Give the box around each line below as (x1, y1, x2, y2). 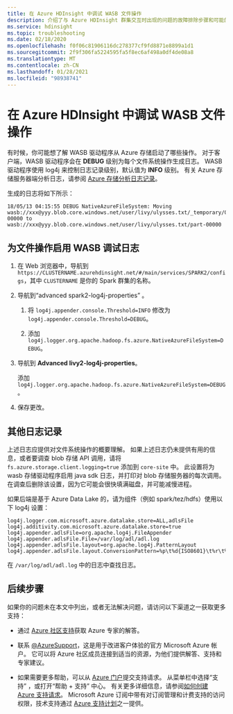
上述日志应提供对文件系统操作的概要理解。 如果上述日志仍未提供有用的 (7, 445, 209, 454)
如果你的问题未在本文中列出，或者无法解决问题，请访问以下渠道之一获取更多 (7, 602, 226, 611)
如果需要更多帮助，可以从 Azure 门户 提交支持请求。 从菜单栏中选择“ (17, 673, 213, 681)
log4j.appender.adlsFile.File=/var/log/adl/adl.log (7, 535, 159, 542)
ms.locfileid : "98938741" (7, 74, 82, 82)
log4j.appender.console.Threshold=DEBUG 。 (27, 315, 153, 323)
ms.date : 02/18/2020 (7, 36, 67, 43)
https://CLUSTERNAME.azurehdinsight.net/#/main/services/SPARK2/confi (17, 269, 226, 276)
